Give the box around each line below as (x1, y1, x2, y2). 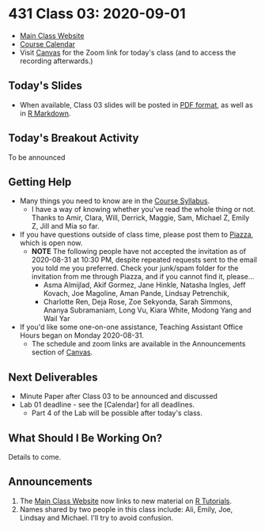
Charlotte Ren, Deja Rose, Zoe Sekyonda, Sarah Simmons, (43, 297, 233, 307)
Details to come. (8, 452, 62, 461)
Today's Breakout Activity (8, 131, 139, 145)
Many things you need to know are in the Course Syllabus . (19, 196, 210, 206)
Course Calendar (19, 39, 76, 48)
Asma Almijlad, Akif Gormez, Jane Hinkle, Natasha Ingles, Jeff (43, 280, 246, 290)
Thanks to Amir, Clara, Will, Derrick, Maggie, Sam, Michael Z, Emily (31, 213, 250, 222)
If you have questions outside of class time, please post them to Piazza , (19, 230, 254, 240)
